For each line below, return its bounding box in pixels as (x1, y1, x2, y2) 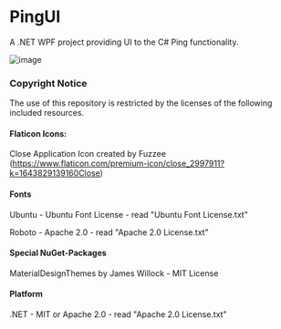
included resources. (9, 108, 85, 118)
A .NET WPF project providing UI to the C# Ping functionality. (9, 36, 239, 47)
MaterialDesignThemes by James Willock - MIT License (9, 267, 219, 279)
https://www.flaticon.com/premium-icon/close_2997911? (12, 158, 225, 170)
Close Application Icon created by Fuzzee (9, 149, 167, 159)
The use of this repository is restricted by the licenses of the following (9, 98, 273, 108)
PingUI (9, 6, 61, 27)
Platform (9, 289, 44, 300)
